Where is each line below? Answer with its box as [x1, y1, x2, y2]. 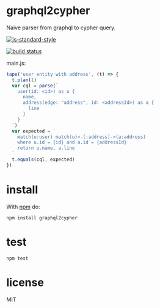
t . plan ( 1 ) [12, 77, 37, 83]
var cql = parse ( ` [12, 82, 59, 89]
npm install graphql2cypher [6, 215, 78, 221]
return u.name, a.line [17, 145, 75, 152]
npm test [6, 255, 29, 262]
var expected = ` [12, 128, 56, 134]
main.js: [6, 59, 26, 67]
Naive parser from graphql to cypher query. [6, 24, 116, 31]
